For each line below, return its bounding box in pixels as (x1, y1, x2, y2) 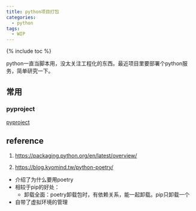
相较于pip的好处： (14, 183, 60, 191)
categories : (6, 14, 36, 20)
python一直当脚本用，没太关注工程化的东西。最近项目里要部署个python (6, 60, 183, 67)
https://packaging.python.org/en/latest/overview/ (14, 152, 137, 159)
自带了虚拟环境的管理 (14, 198, 68, 206)
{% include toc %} (6, 47, 52, 55)
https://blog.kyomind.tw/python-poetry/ (14, 163, 114, 171)
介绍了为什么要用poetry (14, 176, 74, 183)
